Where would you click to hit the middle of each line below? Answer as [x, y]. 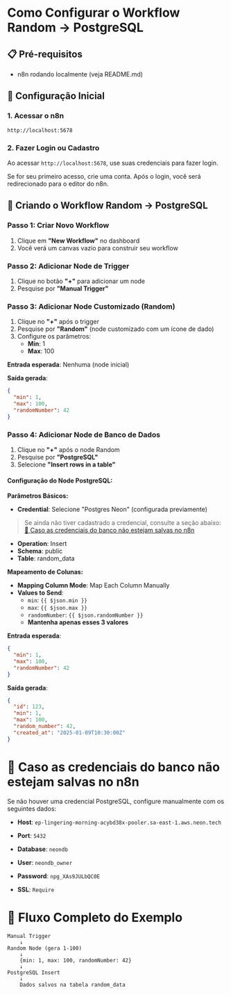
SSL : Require [36, 889]
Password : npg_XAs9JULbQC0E [59, 876]
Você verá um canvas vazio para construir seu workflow [97, 248]
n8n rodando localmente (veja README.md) [80, 74]
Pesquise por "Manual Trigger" [63, 288]
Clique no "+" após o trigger [58, 322]
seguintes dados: [32, 809]
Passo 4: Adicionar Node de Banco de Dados [84, 435]
